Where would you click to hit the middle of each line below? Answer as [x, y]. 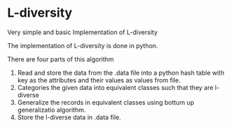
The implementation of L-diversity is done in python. [83, 45]
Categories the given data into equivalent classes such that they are [115, 87]
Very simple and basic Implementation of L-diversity [83, 32]
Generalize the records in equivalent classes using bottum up [106, 102]
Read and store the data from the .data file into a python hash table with [121, 73]
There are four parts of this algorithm [61, 59]
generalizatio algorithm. [51, 110]
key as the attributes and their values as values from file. [99, 80]
